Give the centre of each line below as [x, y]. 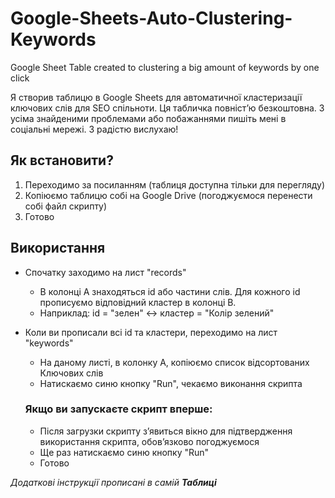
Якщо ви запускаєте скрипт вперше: [118, 409]
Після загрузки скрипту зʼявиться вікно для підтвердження [166, 431]
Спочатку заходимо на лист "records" [105, 272]
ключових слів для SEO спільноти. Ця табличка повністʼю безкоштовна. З [167, 108]
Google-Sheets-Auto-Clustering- [151, 18]
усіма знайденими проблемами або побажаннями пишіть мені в [148, 118]
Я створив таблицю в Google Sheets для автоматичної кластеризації [156, 97]
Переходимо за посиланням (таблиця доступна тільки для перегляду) [174, 184]
